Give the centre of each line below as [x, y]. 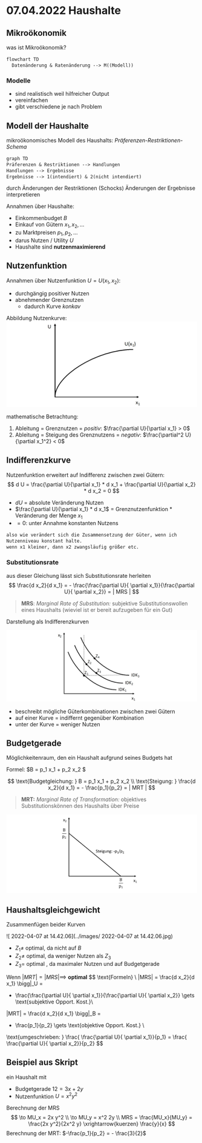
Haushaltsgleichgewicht [54, 910]
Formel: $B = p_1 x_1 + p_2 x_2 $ [46, 769]
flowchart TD [23, 59]
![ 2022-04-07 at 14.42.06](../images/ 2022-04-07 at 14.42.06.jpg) [90, 936]
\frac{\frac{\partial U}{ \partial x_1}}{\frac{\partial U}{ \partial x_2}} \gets [105, 995]
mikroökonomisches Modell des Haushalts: [60, 141]
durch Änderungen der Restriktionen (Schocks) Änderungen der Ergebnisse [101, 188]
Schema [17, 147]
